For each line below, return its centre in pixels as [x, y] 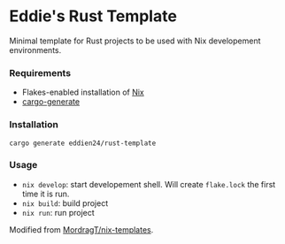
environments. [35, 50]
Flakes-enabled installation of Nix [83, 92]
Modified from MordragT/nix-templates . [81, 229]
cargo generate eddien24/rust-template [83, 143]
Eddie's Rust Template [93, 16]
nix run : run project [58, 212]
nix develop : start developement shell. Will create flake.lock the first [149, 184]
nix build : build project [65, 203]
